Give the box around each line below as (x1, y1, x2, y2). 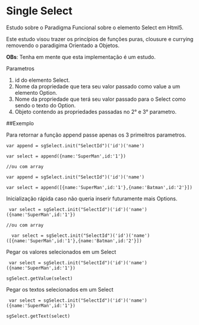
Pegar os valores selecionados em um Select (6, 248, 116, 255)
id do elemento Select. (14, 76, 70, 83)
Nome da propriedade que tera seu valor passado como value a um (14, 82, 181, 90)
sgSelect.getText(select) (6, 313, 70, 319)
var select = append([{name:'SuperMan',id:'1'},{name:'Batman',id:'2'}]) (6, 184, 193, 190)
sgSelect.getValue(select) (6, 276, 73, 281)
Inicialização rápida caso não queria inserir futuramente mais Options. (6, 195, 178, 202)
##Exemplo (6, 119, 34, 126)
